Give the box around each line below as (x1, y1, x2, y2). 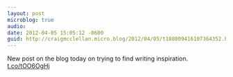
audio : (7, 23, 26, 30)
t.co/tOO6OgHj (7, 62, 50, 70)
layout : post (7, 10, 45, 17)
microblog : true (7, 16, 54, 23)
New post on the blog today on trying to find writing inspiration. (7, 54, 189, 63)
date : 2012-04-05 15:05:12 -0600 (7, 29, 104, 36)
